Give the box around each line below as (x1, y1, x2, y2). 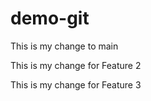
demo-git (10, 7, 90, 30)
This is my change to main (10, 40, 119, 52)
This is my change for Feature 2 (10, 59, 142, 71)
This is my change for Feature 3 (10, 78, 142, 91)
